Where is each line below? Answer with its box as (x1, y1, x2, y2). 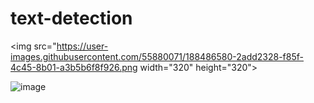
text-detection (10, 7, 133, 30)
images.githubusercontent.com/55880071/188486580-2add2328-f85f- (10, 50, 304, 62)
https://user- (56, 40, 109, 52)
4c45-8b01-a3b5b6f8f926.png (10, 61, 138, 73)
